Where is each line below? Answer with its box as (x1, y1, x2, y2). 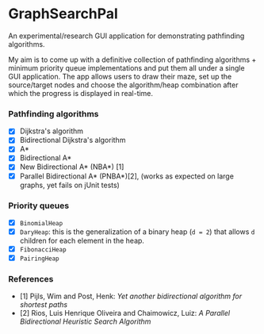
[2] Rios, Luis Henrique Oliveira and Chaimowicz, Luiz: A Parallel (19, 309, 231, 318)
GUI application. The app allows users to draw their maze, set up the (8, 71, 232, 81)
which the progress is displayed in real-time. (8, 88, 153, 98)
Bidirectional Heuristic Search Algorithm (19, 317, 151, 326)
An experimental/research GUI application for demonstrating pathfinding (8, 31, 245, 40)
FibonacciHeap (19, 246, 67, 254)
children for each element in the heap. (19, 236, 145, 246)
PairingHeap (19, 255, 59, 263)
